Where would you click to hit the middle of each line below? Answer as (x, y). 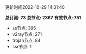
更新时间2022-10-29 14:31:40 (35, 7)
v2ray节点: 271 (27, 34)
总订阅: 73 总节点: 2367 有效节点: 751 (43, 18)
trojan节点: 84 (26, 40)
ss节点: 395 (24, 28)
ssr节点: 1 (22, 46)
